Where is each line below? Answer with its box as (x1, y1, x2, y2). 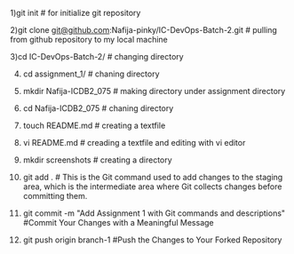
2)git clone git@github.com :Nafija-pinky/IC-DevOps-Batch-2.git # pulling (10, 25, 278, 35)
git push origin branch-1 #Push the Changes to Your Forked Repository (22, 234, 282, 245)
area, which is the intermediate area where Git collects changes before (22, 181, 282, 192)
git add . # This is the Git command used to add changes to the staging (22, 172, 283, 182)
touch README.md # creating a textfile (22, 120, 166, 131)
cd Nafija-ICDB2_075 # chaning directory (22, 103, 174, 114)
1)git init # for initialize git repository (10, 8, 141, 18)
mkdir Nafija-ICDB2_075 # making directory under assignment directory (22, 86, 286, 96)
